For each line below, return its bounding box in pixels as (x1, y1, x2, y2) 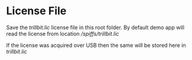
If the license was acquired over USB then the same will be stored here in (6, 42, 186, 49)
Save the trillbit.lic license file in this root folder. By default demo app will (6, 24, 185, 31)
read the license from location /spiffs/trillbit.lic (6, 30, 119, 37)
